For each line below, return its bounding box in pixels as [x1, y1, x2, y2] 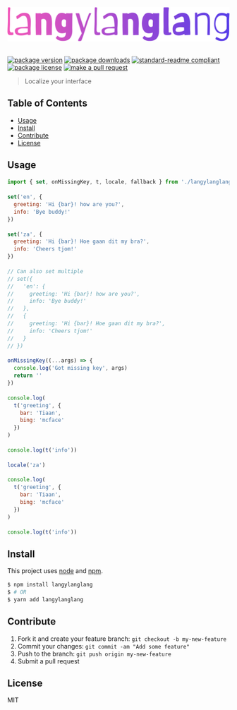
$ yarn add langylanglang [7, 596, 83, 603]
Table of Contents [7, 97, 88, 109]
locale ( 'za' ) [7, 462, 46, 469]
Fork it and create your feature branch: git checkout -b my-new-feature [17, 634, 227, 643]
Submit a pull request [17, 656, 80, 666]
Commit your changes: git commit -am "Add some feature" [17, 642, 190, 650]
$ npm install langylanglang [7, 582, 93, 589]
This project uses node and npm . [7, 567, 104, 575]
